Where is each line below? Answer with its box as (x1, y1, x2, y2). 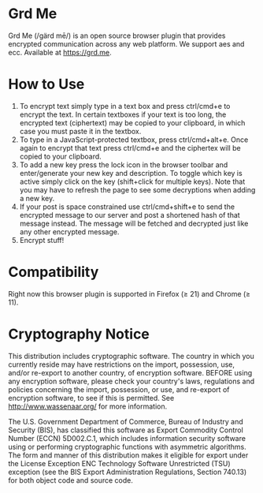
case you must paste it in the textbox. (19, 126, 142, 136)
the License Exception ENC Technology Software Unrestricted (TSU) (8, 458, 231, 468)
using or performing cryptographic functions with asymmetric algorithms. (8, 442, 246, 451)
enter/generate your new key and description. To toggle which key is (19, 168, 243, 177)
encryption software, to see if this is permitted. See (8, 393, 175, 402)
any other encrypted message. (19, 226, 120, 237)
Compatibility (8, 263, 99, 281)
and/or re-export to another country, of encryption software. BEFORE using (8, 368, 253, 377)
